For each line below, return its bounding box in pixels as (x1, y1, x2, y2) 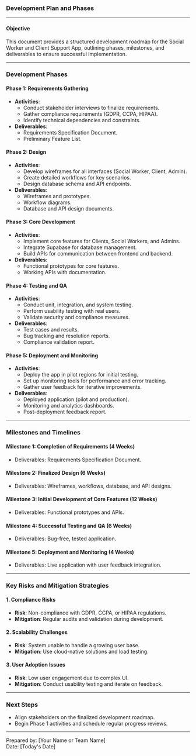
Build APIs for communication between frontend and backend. (23, 250, 173, 257)
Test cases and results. (23, 326, 79, 333)
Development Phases (6, 70, 68, 78)
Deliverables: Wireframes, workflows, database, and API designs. (14, 482, 172, 489)
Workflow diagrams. (23, 199, 72, 206)
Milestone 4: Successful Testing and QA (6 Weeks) (6, 522, 132, 529)
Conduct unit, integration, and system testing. (23, 301, 133, 308)
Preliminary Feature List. (23, 135, 82, 142)
